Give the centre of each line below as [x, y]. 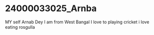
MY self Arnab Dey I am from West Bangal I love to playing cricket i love [77, 22]
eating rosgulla [20, 27]
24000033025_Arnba [51, 9]
